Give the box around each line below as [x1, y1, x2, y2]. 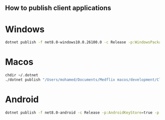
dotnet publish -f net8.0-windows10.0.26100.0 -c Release [5, 40, 126, 45]
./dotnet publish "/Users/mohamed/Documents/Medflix [5, 77, 115, 83]
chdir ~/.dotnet [5, 73, 38, 78]
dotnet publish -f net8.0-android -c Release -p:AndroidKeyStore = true [5, 110, 153, 115]
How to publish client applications [5, 4, 111, 12]
